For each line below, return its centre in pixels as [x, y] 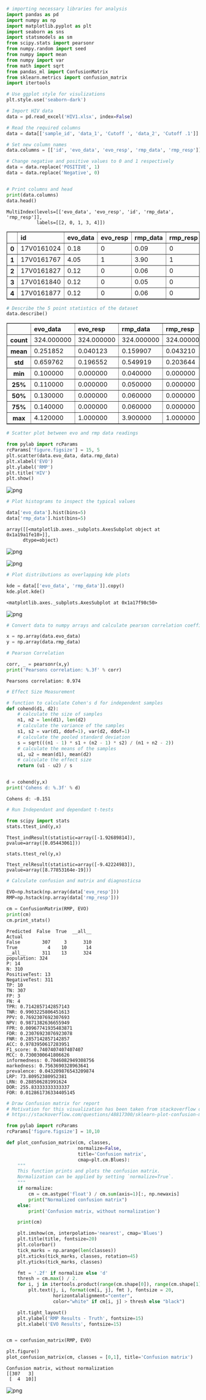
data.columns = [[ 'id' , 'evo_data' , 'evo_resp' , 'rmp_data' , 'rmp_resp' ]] [104, 151]
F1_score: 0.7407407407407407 [45, 1050]
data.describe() [27, 314]
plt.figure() [23, 1351]
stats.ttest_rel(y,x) [34, 854]
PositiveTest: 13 [29, 974]
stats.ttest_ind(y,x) [34, 826]
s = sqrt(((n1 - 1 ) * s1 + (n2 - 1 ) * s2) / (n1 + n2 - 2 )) [96, 743]
